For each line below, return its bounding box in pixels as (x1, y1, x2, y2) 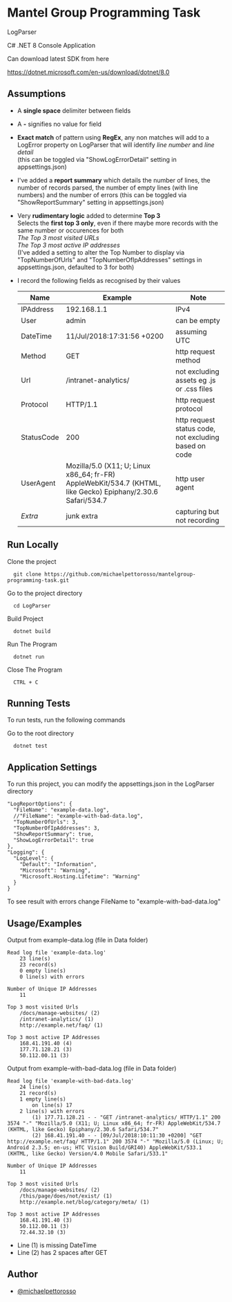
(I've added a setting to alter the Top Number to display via (17, 248, 185, 257)
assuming (175, 327, 207, 336)
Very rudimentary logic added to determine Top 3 (17, 211, 161, 219)
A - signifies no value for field (17, 120, 102, 128)
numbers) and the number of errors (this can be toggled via (17, 190, 187, 199)
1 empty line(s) (19, 1096, 67, 1103)
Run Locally (7, 539, 59, 551)
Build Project (7, 614, 43, 623)
